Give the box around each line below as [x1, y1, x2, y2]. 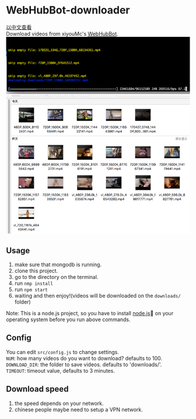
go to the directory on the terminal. [14, 274, 99, 280]
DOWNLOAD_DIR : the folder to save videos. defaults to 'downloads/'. [6, 361, 162, 368]
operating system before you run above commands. [6, 316, 131, 323]
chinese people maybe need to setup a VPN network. [14, 406, 143, 413]
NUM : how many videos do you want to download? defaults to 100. [6, 355, 162, 362]
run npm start [14, 286, 48, 293]
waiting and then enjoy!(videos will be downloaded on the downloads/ [14, 292, 181, 299]
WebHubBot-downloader [6, 4, 130, 17]
